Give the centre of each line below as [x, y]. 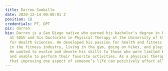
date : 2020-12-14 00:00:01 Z [35, 14]
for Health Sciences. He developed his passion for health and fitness [86, 42]
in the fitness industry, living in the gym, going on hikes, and [80, 47]
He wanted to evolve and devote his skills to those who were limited [85, 51]
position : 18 [19, 19]
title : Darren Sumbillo [30, 10]
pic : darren [17, 28]
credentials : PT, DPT [28, 24]
